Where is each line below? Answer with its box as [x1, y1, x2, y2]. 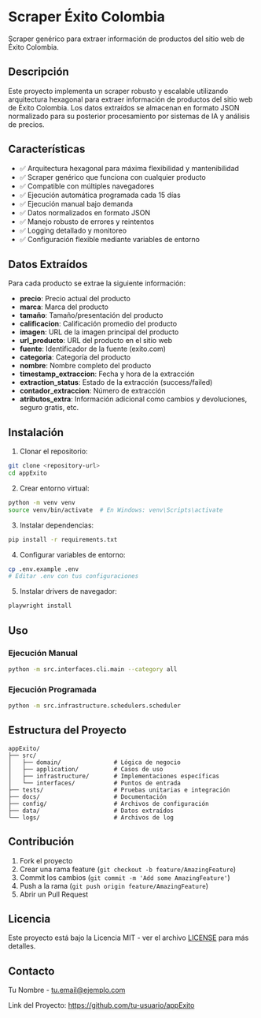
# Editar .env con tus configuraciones [8, 572, 139, 580]
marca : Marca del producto [19, 302, 108, 311]
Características [8, 143, 86, 156]
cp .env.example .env [8, 565, 79, 573]
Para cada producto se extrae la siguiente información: [8, 278, 186, 288]
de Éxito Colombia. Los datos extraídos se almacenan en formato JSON [8, 103, 240, 112]
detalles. [8, 942, 36, 951]
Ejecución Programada [8, 684, 97, 695]
